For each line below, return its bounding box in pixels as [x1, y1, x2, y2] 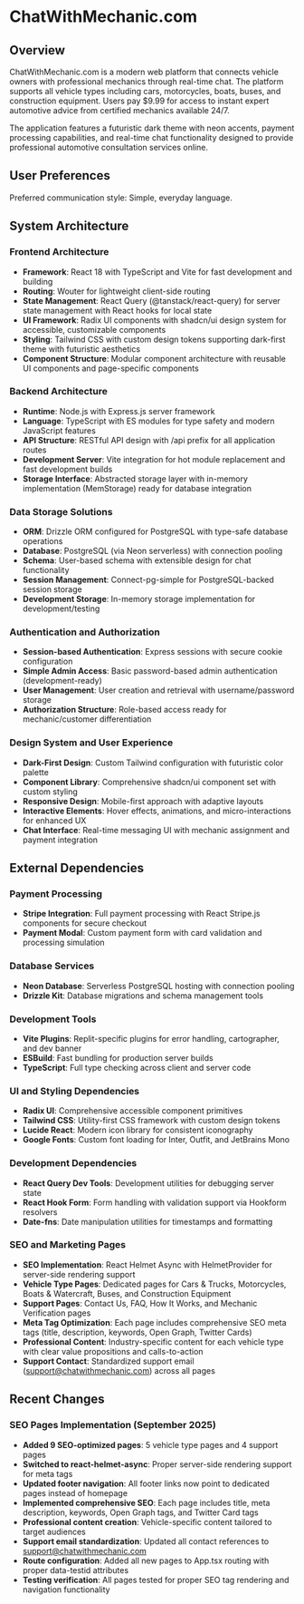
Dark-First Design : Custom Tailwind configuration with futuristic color [22, 757, 283, 768]
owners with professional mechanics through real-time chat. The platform [9, 76, 284, 87]
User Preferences [9, 168, 110, 183]
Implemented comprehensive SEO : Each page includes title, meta [22, 1497, 271, 1508]
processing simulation [22, 937, 106, 948]
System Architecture [9, 219, 129, 234]
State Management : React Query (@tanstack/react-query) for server [22, 295, 280, 306]
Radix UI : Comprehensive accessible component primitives [22, 1105, 243, 1116]
